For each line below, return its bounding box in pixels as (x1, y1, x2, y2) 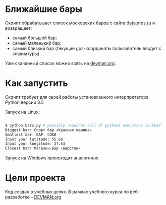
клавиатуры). (12, 51, 41, 57)
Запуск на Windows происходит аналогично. (5, 155, 100, 161)
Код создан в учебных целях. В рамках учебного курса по (5, 189, 129, 195)
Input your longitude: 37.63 (5, 141, 65, 146)
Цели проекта (5, 172, 66, 184)
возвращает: (5, 25, 32, 31)
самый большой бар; (12, 35, 57, 41)
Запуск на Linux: (5, 109, 40, 115)
